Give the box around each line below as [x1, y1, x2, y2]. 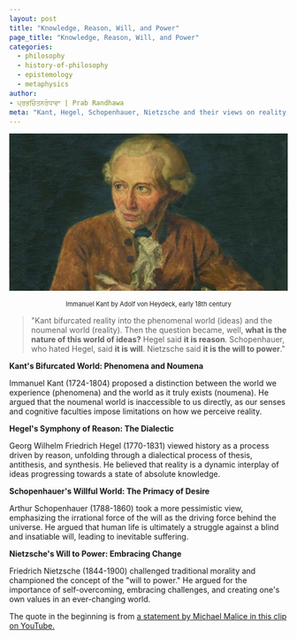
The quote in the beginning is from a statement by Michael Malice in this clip [9, 611, 287, 621]
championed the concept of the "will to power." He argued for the [9, 574, 247, 585]
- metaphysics [17, 80, 69, 89]
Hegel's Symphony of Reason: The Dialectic [9, 423, 174, 433]
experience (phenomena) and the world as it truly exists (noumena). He [9, 386, 270, 398]
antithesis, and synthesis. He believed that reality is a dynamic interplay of [9, 459, 280, 470]
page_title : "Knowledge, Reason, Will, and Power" [9, 33, 200, 42]
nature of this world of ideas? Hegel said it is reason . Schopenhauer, [30, 333, 285, 345]
